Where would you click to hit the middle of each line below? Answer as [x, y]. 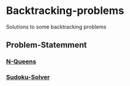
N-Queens [21, 62]
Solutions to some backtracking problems [56, 27]
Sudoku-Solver [28, 77]
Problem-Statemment [47, 45]
